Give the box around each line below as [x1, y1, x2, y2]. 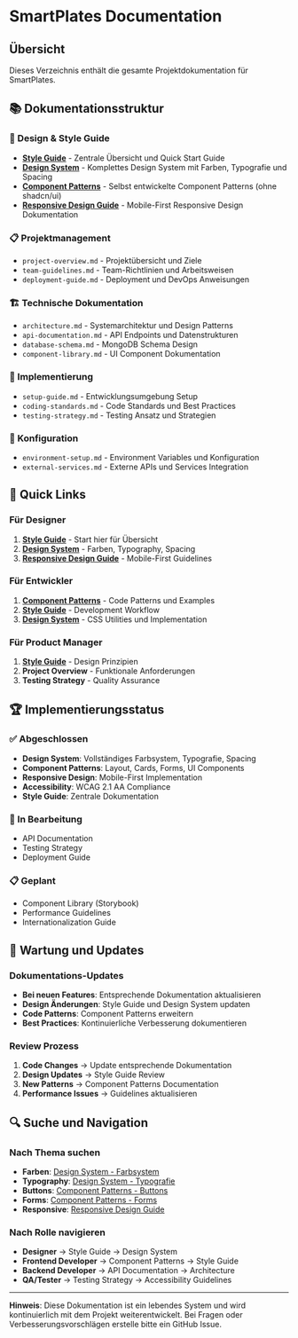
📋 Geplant [9, 875, 56, 887]
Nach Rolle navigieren [9, 1226, 106, 1239]
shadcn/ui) [21, 190, 62, 201]
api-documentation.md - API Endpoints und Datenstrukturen [21, 330, 239, 341]
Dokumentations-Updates [9, 969, 124, 981]
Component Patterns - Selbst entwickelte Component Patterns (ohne [21, 180, 278, 192]
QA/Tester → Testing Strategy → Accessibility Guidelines [21, 1275, 232, 1286]
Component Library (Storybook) [21, 898, 139, 909]
